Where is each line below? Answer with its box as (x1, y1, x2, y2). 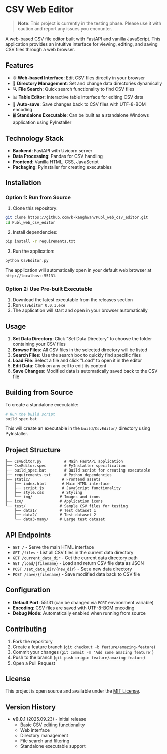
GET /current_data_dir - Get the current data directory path (12, 555, 138, 561)
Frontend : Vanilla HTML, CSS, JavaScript (12, 159, 99, 165)
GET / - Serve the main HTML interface (12, 544, 94, 550)
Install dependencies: (12, 229, 58, 235)
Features (5, 61, 34, 70)
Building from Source (5, 388, 73, 397)
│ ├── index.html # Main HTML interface (5, 481, 110, 486)
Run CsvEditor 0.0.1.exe (12, 302, 66, 308)
